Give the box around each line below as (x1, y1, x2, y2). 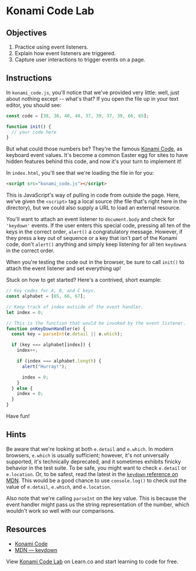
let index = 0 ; (6, 309, 44, 315)
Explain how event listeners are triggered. (14, 50, 116, 57)
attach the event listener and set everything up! (6, 265, 121, 272)
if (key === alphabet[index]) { (11, 342, 92, 348)
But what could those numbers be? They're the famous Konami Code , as (6, 145, 183, 152)
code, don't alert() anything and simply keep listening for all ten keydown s (6, 241, 187, 248)
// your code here (11, 129, 57, 135)
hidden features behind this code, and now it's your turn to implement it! (6, 158, 182, 165)
